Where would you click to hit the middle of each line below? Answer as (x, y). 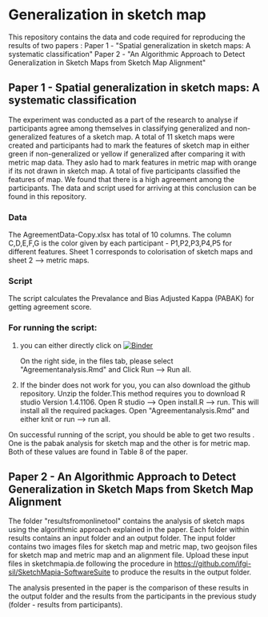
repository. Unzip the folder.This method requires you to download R (132, 393)
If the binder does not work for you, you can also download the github (135, 385)
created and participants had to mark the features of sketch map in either (129, 145)
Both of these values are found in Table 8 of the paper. (98, 452)
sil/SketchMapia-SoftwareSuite (59, 572)
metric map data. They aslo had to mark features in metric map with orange (133, 162)
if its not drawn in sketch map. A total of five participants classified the (124, 171)
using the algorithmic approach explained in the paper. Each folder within (129, 530)
